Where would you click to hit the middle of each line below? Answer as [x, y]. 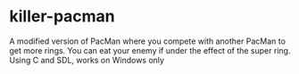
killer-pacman [62, 16]
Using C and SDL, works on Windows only [87, 60]
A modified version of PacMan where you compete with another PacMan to [147, 41]
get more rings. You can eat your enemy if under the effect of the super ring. [150, 50]
